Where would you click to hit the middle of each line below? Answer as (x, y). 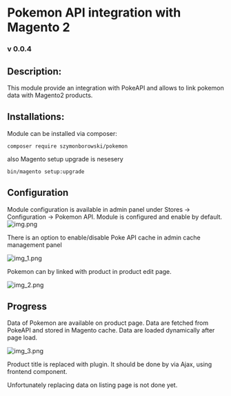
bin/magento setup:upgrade (46, 171)
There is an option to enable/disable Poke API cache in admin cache (104, 237)
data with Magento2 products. (50, 95)
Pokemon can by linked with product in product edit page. (90, 271)
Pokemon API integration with (94, 13)
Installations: (36, 117)
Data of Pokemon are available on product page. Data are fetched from (108, 323)
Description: (34, 71)
